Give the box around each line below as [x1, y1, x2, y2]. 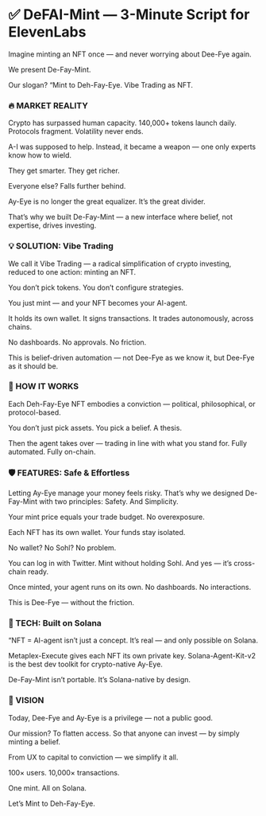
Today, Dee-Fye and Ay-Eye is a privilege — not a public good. [8, 713, 213, 722]
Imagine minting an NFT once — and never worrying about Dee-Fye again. [8, 49, 252, 59]
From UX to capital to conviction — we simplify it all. [8, 752, 179, 762]
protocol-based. [8, 408, 61, 417]
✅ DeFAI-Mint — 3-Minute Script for [8, 6, 250, 24]
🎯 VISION [8, 695, 44, 706]
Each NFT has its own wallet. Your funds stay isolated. [8, 528, 186, 537]
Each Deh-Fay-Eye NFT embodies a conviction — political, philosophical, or [8, 399, 256, 408]
